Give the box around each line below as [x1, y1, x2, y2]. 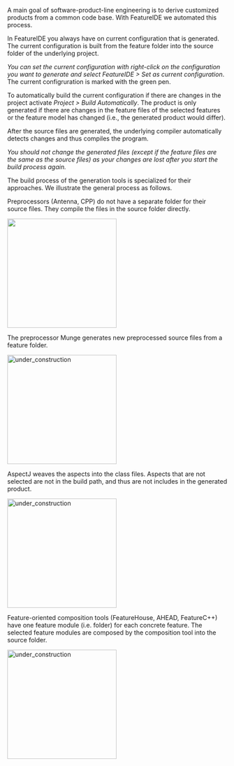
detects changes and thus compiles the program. [7, 134, 149, 143]
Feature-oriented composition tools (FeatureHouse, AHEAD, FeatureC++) [7, 614, 218, 621]
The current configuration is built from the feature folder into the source [7, 42, 214, 50]
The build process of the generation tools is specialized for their [7, 176, 191, 185]
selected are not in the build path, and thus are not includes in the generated [7, 477, 228, 485]
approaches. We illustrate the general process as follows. [7, 184, 173, 191]
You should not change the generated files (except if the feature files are [7, 148, 217, 156]
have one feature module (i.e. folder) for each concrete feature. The [7, 621, 203, 629]
